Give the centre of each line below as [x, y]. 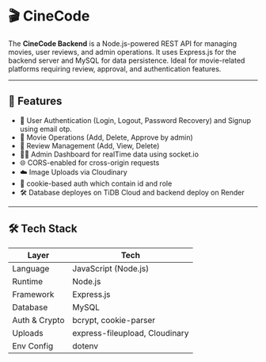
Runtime [28, 281]
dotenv [85, 345]
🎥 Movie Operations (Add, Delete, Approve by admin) [106, 137]
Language [31, 268]
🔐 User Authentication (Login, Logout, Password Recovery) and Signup [135, 120]
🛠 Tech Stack [43, 229]
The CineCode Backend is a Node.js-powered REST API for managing [123, 43]
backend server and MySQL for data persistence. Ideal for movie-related [127, 60]
